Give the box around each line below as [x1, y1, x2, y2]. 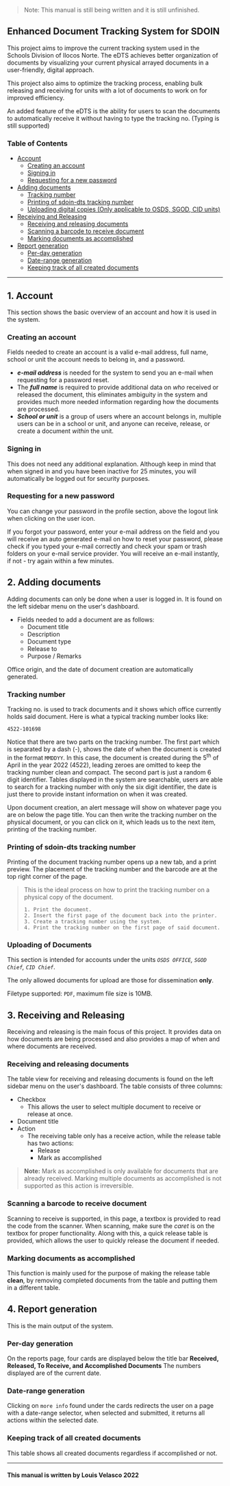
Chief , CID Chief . [7, 963, 56, 971]
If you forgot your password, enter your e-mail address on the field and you [7, 528, 220, 536]
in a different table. [7, 1283, 60, 1292]
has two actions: [27, 1139, 74, 1148]
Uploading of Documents [7, 940, 92, 950]
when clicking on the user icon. [7, 514, 96, 522]
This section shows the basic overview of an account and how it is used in [7, 308, 217, 316]
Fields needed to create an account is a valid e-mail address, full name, [7, 348, 209, 356]
